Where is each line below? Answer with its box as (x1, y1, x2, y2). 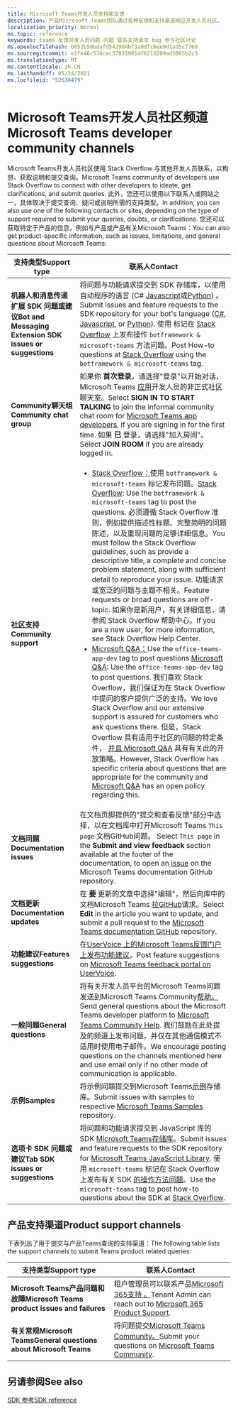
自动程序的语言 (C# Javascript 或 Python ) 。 (79, 290, 223, 300)
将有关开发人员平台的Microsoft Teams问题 (79, 981, 221, 991)
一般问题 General (11, 1020, 67, 1030)
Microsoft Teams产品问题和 (11, 1283, 105, 1293)
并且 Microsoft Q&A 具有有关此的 (108, 743, 217, 753)
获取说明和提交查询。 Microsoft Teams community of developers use (19, 173, 220, 182)
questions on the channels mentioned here (79, 1051, 222, 1061)
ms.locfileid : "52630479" (7, 76, 84, 84)
